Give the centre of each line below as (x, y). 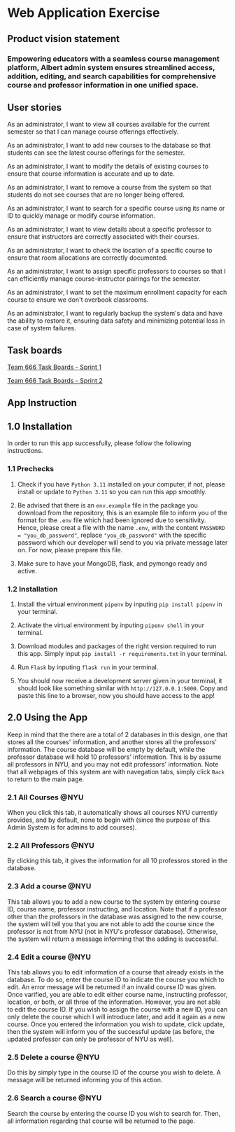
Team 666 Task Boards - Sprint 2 (55, 381)
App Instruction (42, 403)
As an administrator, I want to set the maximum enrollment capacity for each (117, 293)
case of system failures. (42, 328)
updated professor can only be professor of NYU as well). (91, 1039)
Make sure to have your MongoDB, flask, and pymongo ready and (112, 563)
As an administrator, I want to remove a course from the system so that (109, 188)
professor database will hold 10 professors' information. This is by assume (114, 757)
